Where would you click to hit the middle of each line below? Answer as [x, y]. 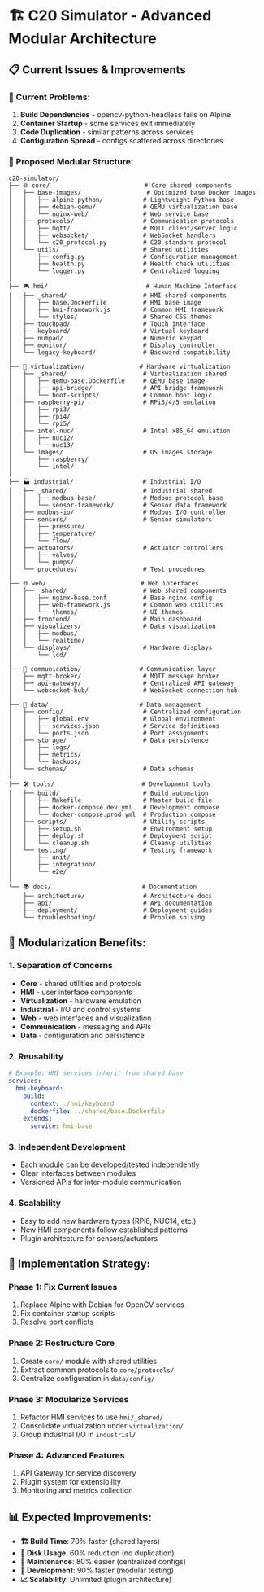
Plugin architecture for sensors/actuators [89, 1238]
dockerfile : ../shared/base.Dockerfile [97, 1111]
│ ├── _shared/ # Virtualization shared [118, 374]
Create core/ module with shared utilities [88, 1361]
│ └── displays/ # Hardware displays [110, 648]
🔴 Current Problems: [50, 97]
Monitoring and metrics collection [76, 1490]
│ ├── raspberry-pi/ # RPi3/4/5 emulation [113, 403]
